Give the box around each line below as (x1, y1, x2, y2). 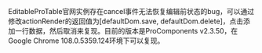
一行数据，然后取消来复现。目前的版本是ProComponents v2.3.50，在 (14, 26, 238, 35)
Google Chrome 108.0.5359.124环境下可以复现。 (8, 36, 165, 45)
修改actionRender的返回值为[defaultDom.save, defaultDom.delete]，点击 (8, 16, 244, 26)
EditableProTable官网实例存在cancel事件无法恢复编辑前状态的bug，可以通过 (8, 7, 255, 16)
